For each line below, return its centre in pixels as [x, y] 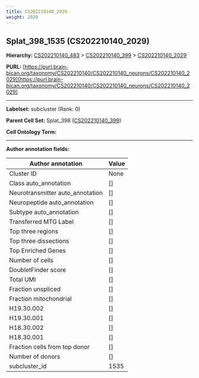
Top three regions [34, 232]
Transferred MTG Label [41, 222]
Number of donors [35, 357]
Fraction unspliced [35, 289]
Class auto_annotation [40, 183]
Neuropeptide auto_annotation [51, 203]
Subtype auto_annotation [44, 212]
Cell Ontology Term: [31, 132]
